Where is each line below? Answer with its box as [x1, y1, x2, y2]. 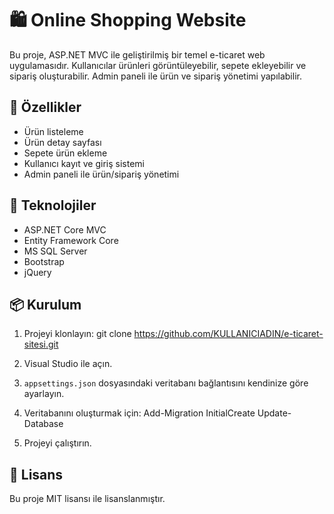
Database [23, 418, 64, 430]
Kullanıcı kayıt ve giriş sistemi [23, 157, 145, 169]
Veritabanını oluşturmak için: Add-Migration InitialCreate [23, 407, 256, 419]
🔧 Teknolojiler [9, 197, 97, 214]
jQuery [23, 266, 52, 278]
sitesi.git [23, 338, 59, 351]
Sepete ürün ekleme [23, 147, 108, 159]
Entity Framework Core [23, 234, 119, 246]
